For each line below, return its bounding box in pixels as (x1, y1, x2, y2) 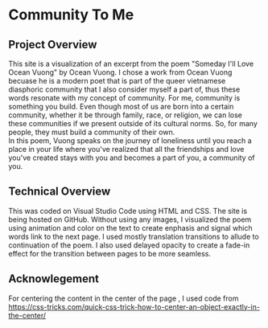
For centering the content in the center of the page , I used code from (8, 293, 239, 303)
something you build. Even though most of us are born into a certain (8, 102, 234, 111)
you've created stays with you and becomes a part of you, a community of (8, 153, 255, 162)
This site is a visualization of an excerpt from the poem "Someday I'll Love (8, 59, 254, 68)
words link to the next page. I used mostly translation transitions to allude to (8, 232, 259, 241)
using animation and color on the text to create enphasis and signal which (8, 223, 254, 232)
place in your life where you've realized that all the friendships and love (8, 145, 245, 154)
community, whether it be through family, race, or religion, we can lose (8, 110, 243, 120)
